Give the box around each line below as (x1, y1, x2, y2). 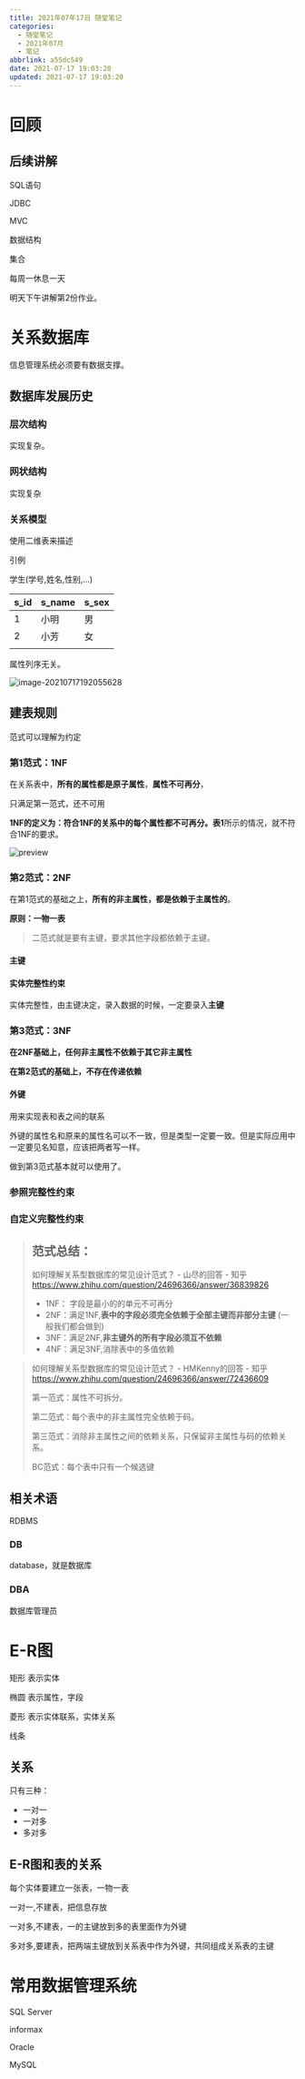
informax (9, 2024, 44, 2035)
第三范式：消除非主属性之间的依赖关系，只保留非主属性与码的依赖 (31, 1431, 279, 1442)
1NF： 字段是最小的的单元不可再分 (44, 1298, 174, 1309)
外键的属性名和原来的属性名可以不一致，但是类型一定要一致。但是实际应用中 (9, 1130, 296, 1141)
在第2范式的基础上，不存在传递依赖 (9, 1066, 143, 1077)
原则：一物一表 (9, 913, 65, 924)
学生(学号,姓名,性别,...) (9, 573, 93, 584)
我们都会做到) (53, 1321, 104, 1332)
